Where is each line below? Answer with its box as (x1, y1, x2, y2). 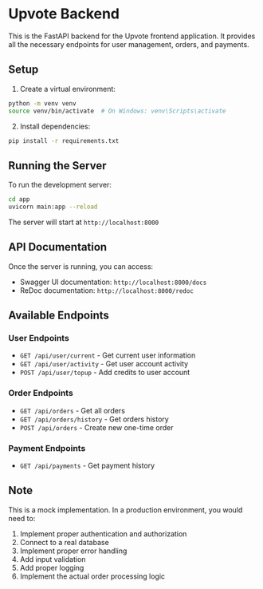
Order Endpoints (8, 388, 73, 399)
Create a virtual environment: (19, 84, 116, 93)
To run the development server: (8, 180, 112, 190)
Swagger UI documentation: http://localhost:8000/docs (19, 277, 207, 287)
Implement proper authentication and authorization (19, 528, 187, 539)
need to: (8, 513, 36, 523)
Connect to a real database (19, 537, 109, 547)
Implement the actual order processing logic (19, 571, 166, 581)
